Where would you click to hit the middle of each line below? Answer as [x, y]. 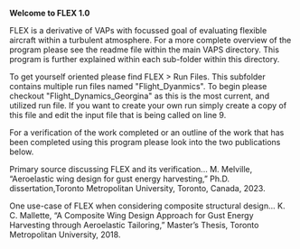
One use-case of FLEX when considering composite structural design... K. [147, 206]
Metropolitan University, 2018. [65, 235]
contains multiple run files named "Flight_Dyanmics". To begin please [138, 86]
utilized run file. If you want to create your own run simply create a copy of [148, 106]
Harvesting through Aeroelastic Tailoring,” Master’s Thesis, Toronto [134, 225]
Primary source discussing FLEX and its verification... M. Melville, [131, 169]
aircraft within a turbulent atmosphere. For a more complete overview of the [150, 40]
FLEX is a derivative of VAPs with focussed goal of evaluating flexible [138, 30]
